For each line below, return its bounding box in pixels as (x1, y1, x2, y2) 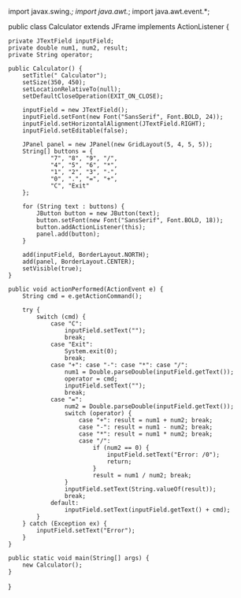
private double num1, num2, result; (8, 44, 128, 52)
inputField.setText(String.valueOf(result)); (64, 485, 217, 493)
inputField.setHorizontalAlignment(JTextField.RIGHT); (22, 120, 206, 128)
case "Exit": (50, 340, 93, 348)
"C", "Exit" (50, 182, 90, 190)
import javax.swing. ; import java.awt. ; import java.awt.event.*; (8, 7, 210, 16)
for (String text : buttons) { (22, 202, 125, 210)
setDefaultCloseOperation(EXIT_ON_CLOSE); (22, 92, 164, 100)
